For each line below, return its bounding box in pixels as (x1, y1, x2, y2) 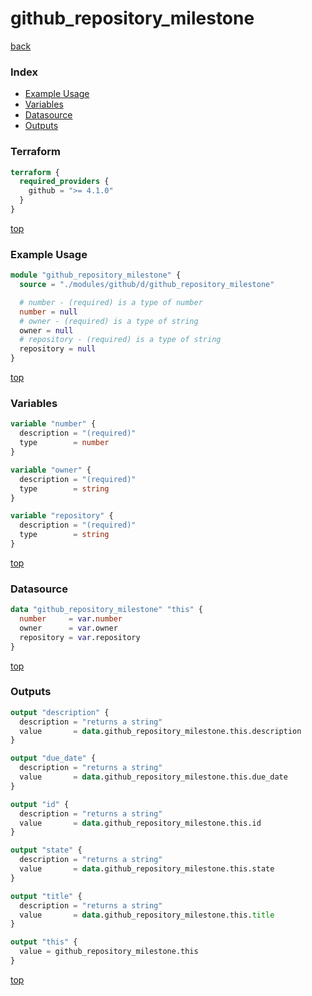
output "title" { (10, 891, 83, 901)
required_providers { (19, 177, 110, 187)
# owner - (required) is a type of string (19, 316, 199, 326)
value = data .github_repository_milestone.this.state (19, 864, 275, 874)
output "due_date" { (10, 753, 97, 764)
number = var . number (19, 614, 123, 624)
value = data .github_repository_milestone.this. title (19, 910, 275, 920)
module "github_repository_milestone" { (10, 270, 182, 281)
